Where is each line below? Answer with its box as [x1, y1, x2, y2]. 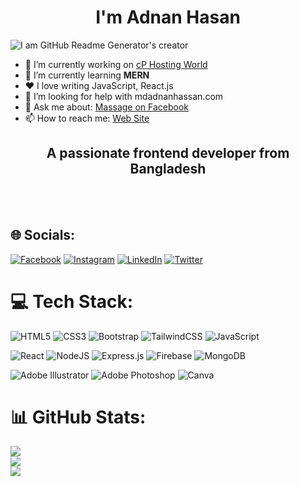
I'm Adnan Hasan [95, 6, 241, 29]
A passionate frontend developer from [46, 145, 290, 162]
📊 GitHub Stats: [10, 406, 147, 428]
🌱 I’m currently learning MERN [24, 69, 150, 81]
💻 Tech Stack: [10, 290, 134, 313]
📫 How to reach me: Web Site [24, 112, 150, 124]
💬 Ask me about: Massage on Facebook [24, 101, 190, 113]
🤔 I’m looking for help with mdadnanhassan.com [24, 90, 224, 102]
